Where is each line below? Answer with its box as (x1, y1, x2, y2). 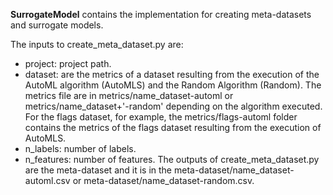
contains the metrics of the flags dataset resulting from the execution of (24, 122, 322, 133)
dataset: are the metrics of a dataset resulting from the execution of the (24, 69, 320, 80)
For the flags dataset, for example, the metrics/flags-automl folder (24, 111, 298, 123)
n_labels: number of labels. (24, 143, 137, 154)
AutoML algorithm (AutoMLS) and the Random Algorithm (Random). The (24, 79, 322, 91)
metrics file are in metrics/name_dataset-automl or (24, 90, 234, 101)
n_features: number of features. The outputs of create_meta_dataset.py (24, 154, 320, 165)
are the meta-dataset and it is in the (24, 164, 173, 176)
